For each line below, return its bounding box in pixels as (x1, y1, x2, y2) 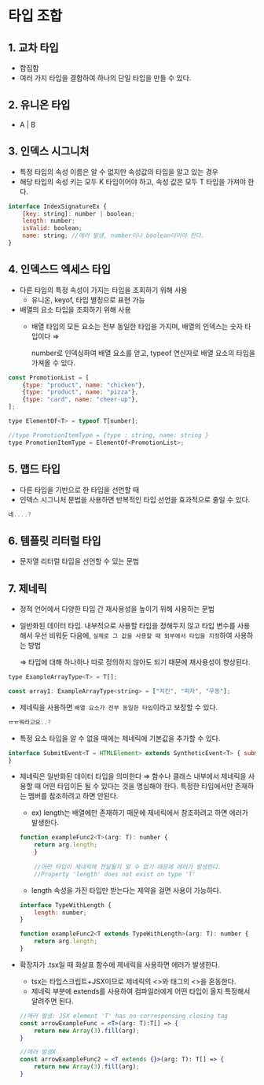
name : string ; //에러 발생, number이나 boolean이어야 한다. (22, 231, 205, 240)
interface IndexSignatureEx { (8, 202, 108, 210)
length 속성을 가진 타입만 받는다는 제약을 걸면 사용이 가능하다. (31, 885, 222, 894)
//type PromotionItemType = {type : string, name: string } (8, 431, 210, 439)
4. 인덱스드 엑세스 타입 (8, 263, 112, 276)
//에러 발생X (19, 1048, 57, 1056)
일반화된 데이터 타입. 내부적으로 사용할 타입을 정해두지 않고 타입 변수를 (19, 621, 236, 630)
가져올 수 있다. (31, 357, 76, 367)
